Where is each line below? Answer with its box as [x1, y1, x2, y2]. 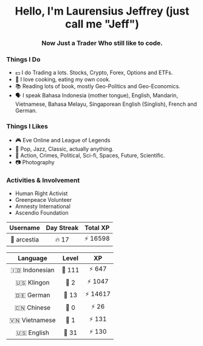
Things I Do [6, 55, 41, 64]
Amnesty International [15, 202, 71, 210]
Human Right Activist [15, 190, 68, 197]
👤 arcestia [10, 235, 40, 244]
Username [9, 224, 41, 232]
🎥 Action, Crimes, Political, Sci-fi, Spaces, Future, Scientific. [15, 151, 165, 159]
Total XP [84, 224, 110, 232]
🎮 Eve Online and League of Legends [15, 136, 111, 144]
